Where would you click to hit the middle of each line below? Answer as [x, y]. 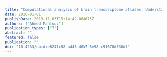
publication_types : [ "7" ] [32, 28]
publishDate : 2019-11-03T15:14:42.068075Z [50, 19]
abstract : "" [19, 33]
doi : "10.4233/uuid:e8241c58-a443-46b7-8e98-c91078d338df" [68, 47]
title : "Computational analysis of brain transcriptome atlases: [74, 10]
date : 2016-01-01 [23, 14]
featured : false [22, 38]
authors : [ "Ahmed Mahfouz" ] [34, 24]
